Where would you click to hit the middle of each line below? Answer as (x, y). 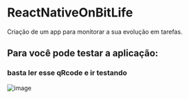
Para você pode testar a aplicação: (83, 53)
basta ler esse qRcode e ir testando (67, 73)
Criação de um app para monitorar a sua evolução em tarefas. (95, 32)
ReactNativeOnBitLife (70, 13)
